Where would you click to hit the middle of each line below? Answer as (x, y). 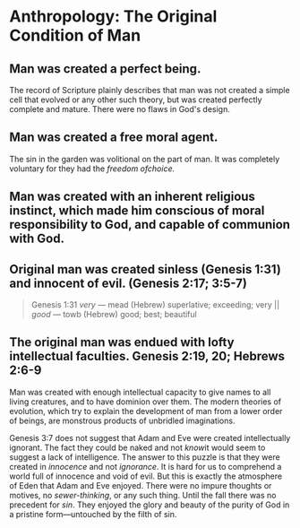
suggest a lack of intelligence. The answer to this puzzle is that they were (145, 457)
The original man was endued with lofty (122, 342)
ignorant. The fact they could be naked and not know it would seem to (137, 447)
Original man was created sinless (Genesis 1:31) (146, 269)
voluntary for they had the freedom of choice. (92, 169)
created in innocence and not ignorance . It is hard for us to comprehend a (146, 466)
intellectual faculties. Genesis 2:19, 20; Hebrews (147, 356)
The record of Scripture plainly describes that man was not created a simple (150, 90)
